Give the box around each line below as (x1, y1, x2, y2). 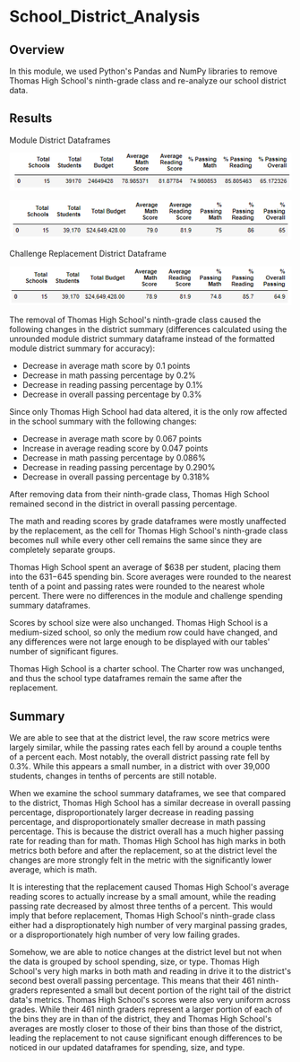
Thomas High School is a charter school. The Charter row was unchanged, (9, 663, 285, 674)
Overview (9, 42, 65, 57)
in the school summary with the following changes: (9, 416, 197, 427)
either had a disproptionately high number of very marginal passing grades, (9, 920, 288, 931)
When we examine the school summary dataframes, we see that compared (9, 788, 287, 799)
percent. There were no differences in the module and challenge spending (9, 591, 284, 601)
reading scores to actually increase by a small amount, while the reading (9, 891, 276, 902)
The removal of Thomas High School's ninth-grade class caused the (9, 314, 261, 325)
